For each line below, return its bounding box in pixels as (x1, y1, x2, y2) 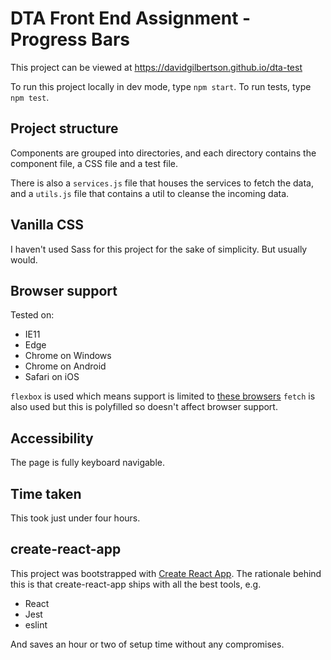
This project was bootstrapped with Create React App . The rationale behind (10, 567, 322, 579)
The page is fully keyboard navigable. (10, 457, 166, 469)
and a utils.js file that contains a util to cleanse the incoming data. (10, 187, 290, 199)
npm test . (10, 91, 50, 103)
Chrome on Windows (24, 350, 112, 362)
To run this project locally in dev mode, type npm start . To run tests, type (10, 80, 312, 92)
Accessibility (10, 430, 94, 447)
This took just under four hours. (10, 512, 141, 524)
